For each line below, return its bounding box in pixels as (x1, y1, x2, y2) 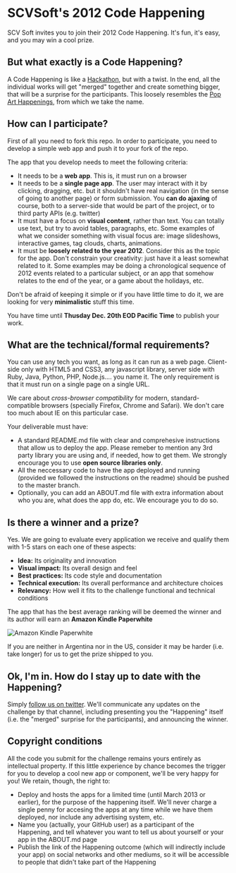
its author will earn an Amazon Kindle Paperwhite (7, 615, 153, 623)
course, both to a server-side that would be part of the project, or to (17, 201, 215, 209)
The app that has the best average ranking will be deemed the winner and (7, 608, 222, 616)
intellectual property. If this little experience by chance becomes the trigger (7, 762, 226, 770)
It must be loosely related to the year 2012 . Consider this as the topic (17, 246, 221, 255)
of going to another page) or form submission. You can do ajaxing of (17, 194, 218, 202)
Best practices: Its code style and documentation (17, 571, 162, 580)
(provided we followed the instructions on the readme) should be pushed (17, 474, 230, 482)
